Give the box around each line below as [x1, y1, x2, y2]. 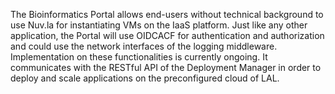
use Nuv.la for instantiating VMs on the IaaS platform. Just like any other [10, 19, 308, 31]
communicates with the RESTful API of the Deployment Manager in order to [10, 62, 322, 73]
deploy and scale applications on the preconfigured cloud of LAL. [10, 72, 280, 84]
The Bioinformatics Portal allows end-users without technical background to [10, 9, 324, 20]
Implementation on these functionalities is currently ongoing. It [10, 51, 268, 63]
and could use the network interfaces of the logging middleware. [10, 40, 278, 52]
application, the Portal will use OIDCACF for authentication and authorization [10, 30, 325, 41]
